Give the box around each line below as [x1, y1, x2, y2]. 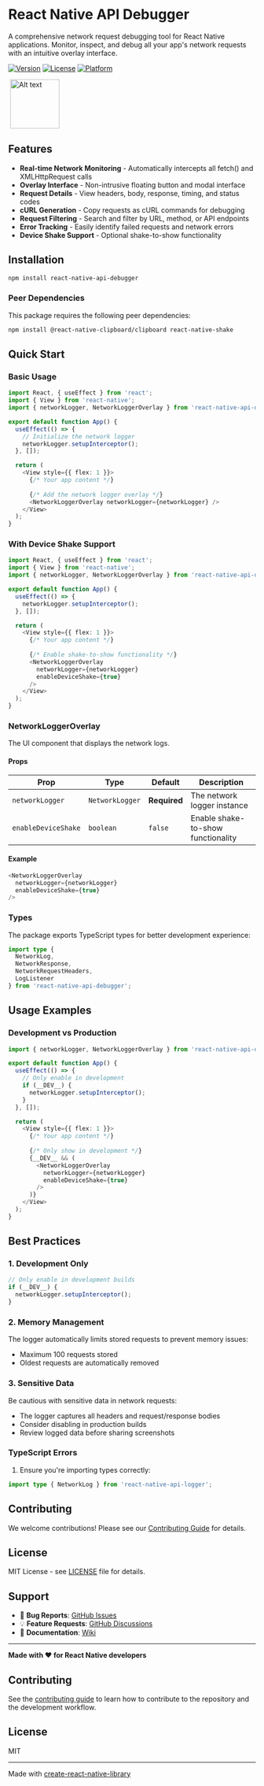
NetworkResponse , [15, 960, 72, 968]
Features [8, 143, 53, 156]
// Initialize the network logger [22, 432, 135, 440]
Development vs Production [8, 1028, 117, 1039]
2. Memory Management [8, 1317, 104, 1328]
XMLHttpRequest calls [19, 172, 93, 181]
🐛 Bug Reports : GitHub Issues [19, 1610, 117, 1620]
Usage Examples [8, 1004, 92, 1017]
